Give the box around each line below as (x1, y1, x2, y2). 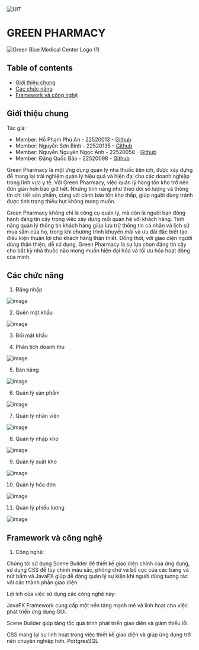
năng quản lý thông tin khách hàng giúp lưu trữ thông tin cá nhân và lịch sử (7, 222, 190, 229)
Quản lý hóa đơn (15, 481, 56, 488)
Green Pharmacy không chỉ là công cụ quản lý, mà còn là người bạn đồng (7, 209, 186, 216)
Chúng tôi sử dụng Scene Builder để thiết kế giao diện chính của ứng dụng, (7, 560, 190, 567)
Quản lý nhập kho (15, 436, 59, 443)
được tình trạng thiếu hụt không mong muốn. (7, 197, 116, 204)
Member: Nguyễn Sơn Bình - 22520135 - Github (15, 142, 133, 149)
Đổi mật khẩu (15, 332, 48, 339)
